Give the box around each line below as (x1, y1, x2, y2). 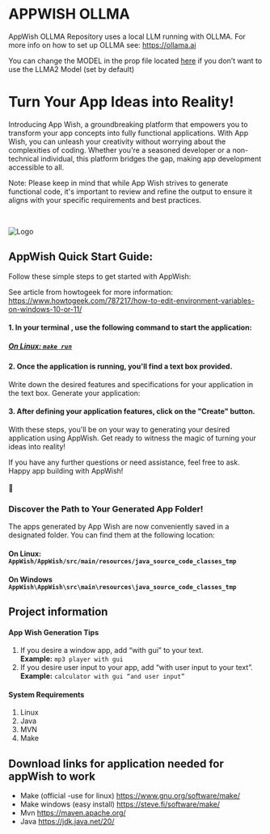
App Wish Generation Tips (8, 627, 99, 637)
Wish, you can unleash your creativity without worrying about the (8, 137, 226, 146)
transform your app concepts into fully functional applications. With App (8, 128, 249, 137)
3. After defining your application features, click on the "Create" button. (8, 406, 256, 416)
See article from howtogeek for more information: (8, 287, 174, 297)
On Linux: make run (8, 341, 73, 351)
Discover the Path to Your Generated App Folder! (8, 503, 204, 514)
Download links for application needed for (8, 756, 225, 770)
